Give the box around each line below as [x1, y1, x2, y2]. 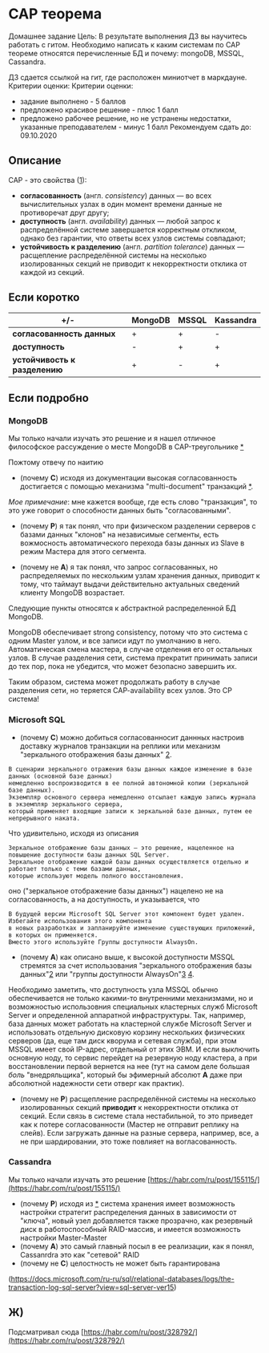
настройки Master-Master [19, 1233, 108, 1242]
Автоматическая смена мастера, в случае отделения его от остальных [8, 645, 253, 654]
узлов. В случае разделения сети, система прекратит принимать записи [8, 653, 258, 662]
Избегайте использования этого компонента [8, 917, 152, 925]
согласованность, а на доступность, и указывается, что [8, 894, 200, 904]
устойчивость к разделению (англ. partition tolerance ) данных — [19, 241, 245, 251]
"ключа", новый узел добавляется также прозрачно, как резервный [19, 1216, 254, 1225]
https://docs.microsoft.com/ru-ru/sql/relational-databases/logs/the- [10, 1274, 235, 1283]
